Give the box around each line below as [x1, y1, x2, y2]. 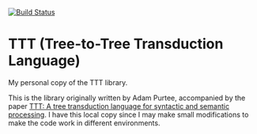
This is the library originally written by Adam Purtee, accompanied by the [8, 93, 246, 102]
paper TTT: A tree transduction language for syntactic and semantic [8, 101, 230, 110]
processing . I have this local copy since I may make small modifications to [8, 110, 249, 119]
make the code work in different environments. [8, 118, 161, 128]
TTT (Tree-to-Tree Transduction [8, 35, 224, 53]
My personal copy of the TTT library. [8, 77, 128, 87]
